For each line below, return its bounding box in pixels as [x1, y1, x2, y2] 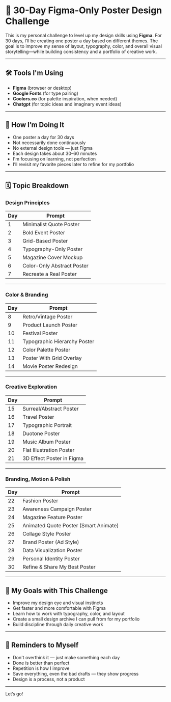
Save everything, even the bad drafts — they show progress [12, 670, 139, 677]
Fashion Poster [22, 497, 59, 504]
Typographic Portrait [22, 421, 72, 428]
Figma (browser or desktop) [12, 85, 72, 91]
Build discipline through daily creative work [12, 621, 103, 627]
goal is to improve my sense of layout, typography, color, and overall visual [5, 43, 162, 49]
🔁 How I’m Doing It [5, 121, 65, 129]
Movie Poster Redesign [22, 363, 78, 370]
